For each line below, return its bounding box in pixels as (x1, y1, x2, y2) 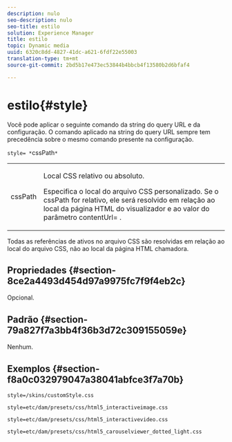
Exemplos (7, 362, 50, 374)
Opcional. (7, 293, 35, 302)
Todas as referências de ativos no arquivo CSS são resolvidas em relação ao (7, 237, 225, 246)
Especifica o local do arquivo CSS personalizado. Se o (43, 186, 219, 196)
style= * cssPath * (7, 148, 58, 156)
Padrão (7, 313, 39, 325)
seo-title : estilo (7, 23, 60, 30)
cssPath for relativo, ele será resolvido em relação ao (43, 195, 215, 205)
